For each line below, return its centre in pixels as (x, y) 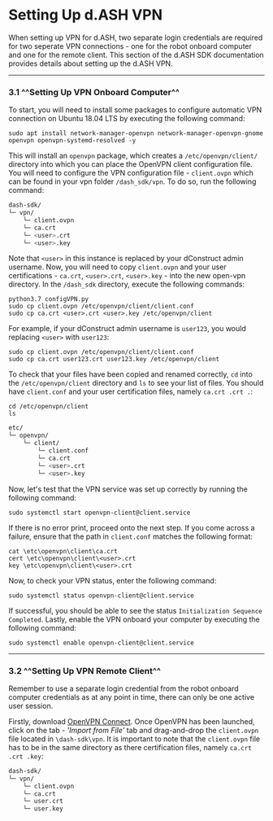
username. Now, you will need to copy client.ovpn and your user (117, 267)
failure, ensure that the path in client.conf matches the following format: (131, 536)
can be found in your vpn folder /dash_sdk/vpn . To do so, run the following (132, 181)
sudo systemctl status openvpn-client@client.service (102, 596)
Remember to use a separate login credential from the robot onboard (124, 688)
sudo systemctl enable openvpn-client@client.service (102, 643)
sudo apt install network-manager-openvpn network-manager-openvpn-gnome (136, 133)
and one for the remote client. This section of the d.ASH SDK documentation (136, 55)
